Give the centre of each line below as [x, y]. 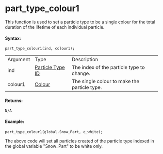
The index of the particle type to [108, 68]
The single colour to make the [106, 82]
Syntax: [13, 38]
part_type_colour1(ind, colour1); [40, 49]
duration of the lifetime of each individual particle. [55, 27]
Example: [15, 121]
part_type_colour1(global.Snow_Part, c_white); [54, 132]
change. [81, 73]
